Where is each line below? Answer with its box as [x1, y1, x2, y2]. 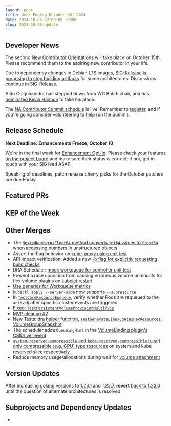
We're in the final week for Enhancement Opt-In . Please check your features [5, 150, 166, 156]
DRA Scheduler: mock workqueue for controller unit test [12, 267, 131, 273]
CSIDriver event [12, 332, 47, 339]
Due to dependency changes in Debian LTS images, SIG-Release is [5, 70, 147, 76]
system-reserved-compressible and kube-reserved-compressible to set [12, 338, 160, 344]
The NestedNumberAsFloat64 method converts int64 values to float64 [12, 240, 158, 246]
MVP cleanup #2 [12, 311, 48, 317]
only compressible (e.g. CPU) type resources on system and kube [12, 343, 152, 350]
